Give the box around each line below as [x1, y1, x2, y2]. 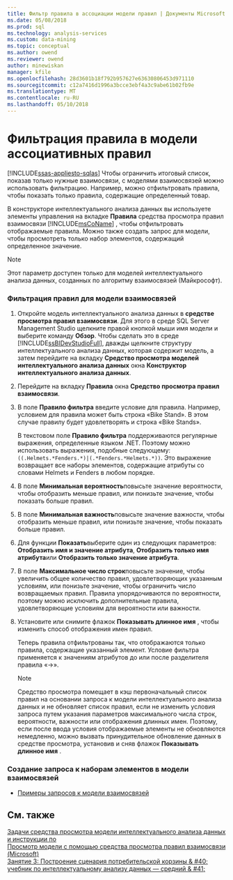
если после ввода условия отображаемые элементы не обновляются [17, 725, 226, 733]
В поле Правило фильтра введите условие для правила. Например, [17, 403, 221, 411]
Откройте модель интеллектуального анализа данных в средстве [17, 310, 214, 318]
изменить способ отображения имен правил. [17, 625, 153, 633]
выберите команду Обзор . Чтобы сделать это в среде [17, 332, 179, 340]
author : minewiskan [7, 62, 64, 69]
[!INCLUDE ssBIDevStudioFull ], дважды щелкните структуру [17, 339, 193, 347]
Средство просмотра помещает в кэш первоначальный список [17, 688, 207, 696]
